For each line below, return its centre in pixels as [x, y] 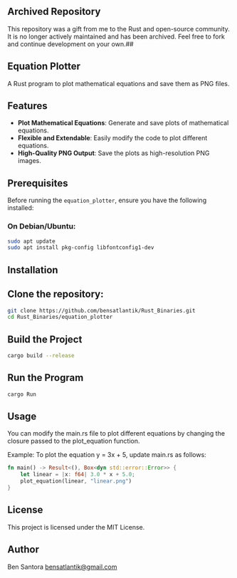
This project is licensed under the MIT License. [76, 527]
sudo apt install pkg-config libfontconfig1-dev [81, 248]
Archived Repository [54, 12]
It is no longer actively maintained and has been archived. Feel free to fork [116, 36]
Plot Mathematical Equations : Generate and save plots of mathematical [123, 123]
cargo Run [22, 394]
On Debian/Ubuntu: [42, 226]
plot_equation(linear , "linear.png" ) [76, 481]
